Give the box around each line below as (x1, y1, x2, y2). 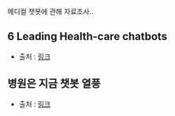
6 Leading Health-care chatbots (7, 30, 167, 43)
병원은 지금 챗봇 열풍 (7, 77, 101, 90)
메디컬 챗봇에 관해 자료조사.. (7, 7, 94, 16)
